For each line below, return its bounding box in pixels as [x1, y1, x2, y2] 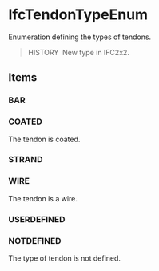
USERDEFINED [8, 213, 66, 225]
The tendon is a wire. [8, 193, 78, 203]
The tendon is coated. [8, 134, 81, 144]
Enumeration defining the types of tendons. [8, 32, 152, 42]
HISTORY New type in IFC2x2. [27, 47, 130, 57]
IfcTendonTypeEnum [8, 6, 149, 24]
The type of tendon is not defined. [8, 253, 121, 263]
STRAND [8, 154, 43, 165]
